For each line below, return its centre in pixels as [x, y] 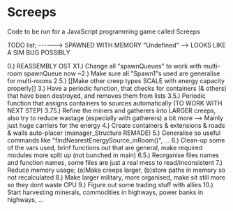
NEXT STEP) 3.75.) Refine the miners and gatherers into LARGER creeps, [112, 110]
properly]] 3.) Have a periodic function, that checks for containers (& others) [117, 88]
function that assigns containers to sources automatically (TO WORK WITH [115, 103]
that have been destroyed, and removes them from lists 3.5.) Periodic [106, 96]
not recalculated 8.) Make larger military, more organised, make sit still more [116, 177]
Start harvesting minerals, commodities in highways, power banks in [105, 192]
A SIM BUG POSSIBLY [39, 52]
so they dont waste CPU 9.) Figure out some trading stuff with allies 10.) [111, 184]
